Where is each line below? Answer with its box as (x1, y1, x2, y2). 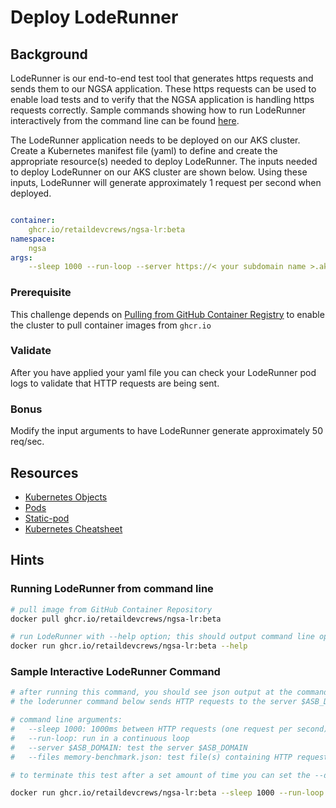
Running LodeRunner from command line (10, 582, 214, 596)
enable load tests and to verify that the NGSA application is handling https (10, 94, 315, 105)
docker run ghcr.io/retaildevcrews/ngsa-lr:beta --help (10, 641, 248, 651)
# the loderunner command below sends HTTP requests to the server (10, 697, 298, 707)
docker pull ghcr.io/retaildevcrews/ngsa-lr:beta (10, 614, 222, 624)
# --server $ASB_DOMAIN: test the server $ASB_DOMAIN (10, 742, 248, 753)
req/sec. (10, 436, 45, 448)
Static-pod (24, 512, 70, 524)
